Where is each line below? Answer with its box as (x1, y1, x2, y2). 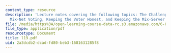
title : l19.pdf (5, 36, 38, 41)
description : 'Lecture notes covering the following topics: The (5, 12, 147, 17)
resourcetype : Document (5, 31, 56, 36)
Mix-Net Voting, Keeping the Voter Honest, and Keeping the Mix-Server (10, 17, 165, 22)
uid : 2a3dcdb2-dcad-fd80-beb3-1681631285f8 (5, 40, 99, 45)
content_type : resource (5, 7, 56, 13)
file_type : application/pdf (5, 26, 65, 31)
